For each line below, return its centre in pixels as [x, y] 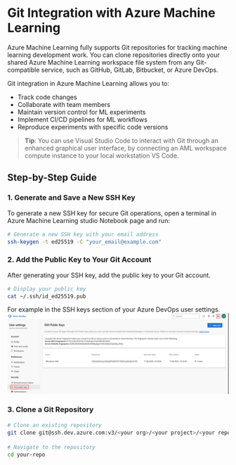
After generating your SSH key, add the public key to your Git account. [109, 275]
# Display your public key [47, 289]
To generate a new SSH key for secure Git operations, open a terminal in [112, 213]
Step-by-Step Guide [52, 178]
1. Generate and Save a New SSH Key [71, 198]
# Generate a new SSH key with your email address [83, 234]
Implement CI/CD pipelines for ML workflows [82, 119]
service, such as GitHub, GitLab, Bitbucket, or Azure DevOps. [130, 70]
